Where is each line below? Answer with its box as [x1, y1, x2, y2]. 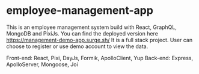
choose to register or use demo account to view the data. [6, 43, 148, 50]
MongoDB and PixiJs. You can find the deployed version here [6, 29, 158, 37]
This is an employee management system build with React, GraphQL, [6, 23, 177, 31]
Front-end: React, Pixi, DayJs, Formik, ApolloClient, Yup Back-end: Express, [6, 54, 194, 61]
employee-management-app [6, 4, 153, 17]
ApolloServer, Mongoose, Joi [6, 61, 78, 68]
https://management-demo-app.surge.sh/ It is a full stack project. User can [6, 36, 193, 43]
